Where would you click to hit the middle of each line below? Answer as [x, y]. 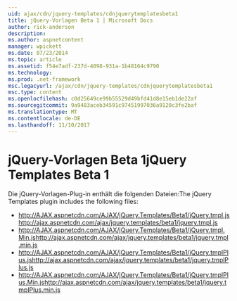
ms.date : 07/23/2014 [38, 53]
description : [27, 33]
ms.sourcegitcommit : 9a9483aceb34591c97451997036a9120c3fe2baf [103, 105]
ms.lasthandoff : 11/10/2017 [49, 125]
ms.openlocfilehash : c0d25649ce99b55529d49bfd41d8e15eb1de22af [103, 99]
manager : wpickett [35, 46]
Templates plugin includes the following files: [73, 202]
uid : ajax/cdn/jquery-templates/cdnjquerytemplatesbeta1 [93, 14]
